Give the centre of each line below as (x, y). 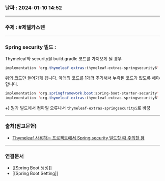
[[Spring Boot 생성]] (32, 168)
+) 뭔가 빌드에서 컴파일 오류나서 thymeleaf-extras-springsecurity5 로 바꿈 (78, 108)
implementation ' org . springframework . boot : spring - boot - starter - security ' (82, 93)
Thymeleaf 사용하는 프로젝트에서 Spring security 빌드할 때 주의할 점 (78, 137)
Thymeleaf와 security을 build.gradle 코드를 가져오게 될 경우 (63, 58)
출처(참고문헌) (21, 126)
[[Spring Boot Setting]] (35, 173)
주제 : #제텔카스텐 (25, 27)
